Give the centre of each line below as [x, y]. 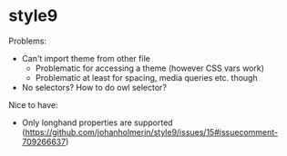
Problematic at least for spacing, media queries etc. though [146, 77]
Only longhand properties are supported [97, 122]
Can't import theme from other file [86, 58]
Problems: [28, 41]
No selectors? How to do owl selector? [94, 87]
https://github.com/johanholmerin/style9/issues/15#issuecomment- [152, 132]
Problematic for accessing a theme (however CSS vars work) [150, 68]
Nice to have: [33, 104]
